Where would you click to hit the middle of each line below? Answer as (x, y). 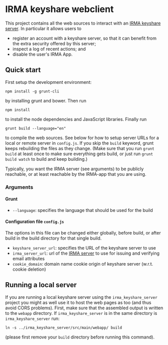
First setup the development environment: (48, 82)
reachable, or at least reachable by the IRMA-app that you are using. (76, 174)
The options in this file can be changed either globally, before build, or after (83, 233)
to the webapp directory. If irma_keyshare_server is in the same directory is (81, 313)
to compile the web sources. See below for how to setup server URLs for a (82, 138)
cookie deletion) (29, 269)
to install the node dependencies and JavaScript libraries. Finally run (76, 119)
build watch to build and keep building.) (46, 159)
